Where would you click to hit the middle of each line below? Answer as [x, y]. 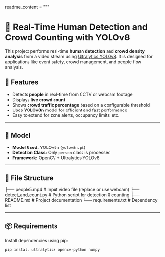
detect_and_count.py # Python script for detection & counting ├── [72, 195]
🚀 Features [22, 83]
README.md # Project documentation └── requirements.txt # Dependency [81, 200]
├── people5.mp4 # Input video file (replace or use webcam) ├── [72, 190]
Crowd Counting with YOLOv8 [68, 38]
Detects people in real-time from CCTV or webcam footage [72, 94]
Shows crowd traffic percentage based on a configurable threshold [81, 105]
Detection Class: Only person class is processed [61, 152]
